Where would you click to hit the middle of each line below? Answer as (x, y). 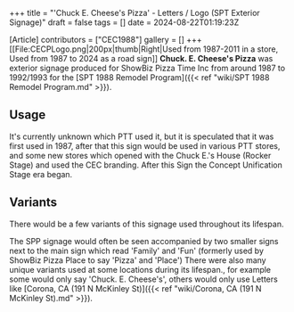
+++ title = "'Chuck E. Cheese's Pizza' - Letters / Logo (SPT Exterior (135, 13)
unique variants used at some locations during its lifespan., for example (140, 269)
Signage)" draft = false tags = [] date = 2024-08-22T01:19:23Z (124, 22)
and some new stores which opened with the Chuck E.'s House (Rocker (140, 155)
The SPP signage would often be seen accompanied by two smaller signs (144, 241)
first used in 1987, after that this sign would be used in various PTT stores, (145, 145)
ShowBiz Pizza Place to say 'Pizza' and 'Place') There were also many (138, 260)
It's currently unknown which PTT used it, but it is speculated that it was (142, 136)
